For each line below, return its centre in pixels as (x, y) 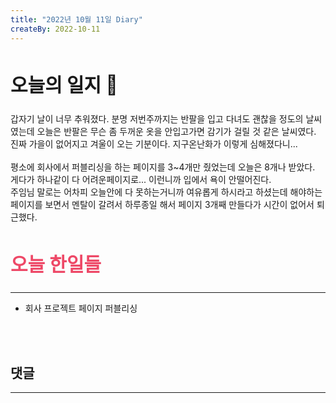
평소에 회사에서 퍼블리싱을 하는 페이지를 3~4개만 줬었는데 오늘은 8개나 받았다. (163, 167)
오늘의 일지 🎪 (64, 84)
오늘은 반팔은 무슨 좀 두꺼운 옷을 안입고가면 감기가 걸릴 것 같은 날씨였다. (176, 132)
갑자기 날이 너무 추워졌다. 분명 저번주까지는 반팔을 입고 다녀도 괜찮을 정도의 (157, 119)
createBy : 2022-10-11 (55, 29)
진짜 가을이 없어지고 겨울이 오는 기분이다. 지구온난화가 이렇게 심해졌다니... (154, 144)
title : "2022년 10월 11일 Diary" (76, 19)
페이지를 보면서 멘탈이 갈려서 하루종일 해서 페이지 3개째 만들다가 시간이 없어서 (162, 205)
